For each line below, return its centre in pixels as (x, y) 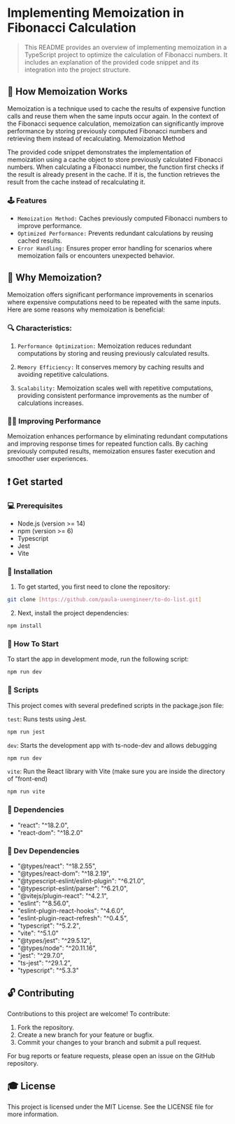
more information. (33, 1114)
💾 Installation (30, 572)
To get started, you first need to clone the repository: (93, 587)
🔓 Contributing (41, 993)
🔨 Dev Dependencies (43, 850)
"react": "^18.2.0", (43, 825)
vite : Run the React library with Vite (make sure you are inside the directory (116, 771)
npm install (24, 626)
